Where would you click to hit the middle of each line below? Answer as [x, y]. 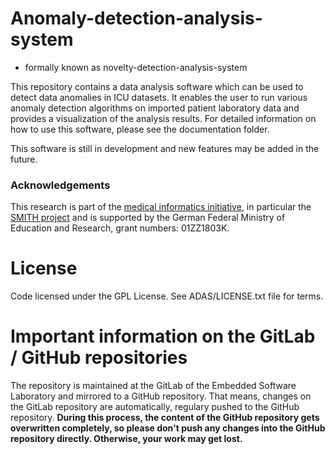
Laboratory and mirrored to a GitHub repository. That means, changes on [161, 396]
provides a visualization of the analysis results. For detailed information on [163, 118]
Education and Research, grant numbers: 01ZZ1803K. [120, 228]
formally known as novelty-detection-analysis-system [136, 67]
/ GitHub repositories [99, 358]
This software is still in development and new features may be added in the [165, 148]
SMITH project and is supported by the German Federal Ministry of [148, 218]
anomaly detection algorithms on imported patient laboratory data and [155, 108]
